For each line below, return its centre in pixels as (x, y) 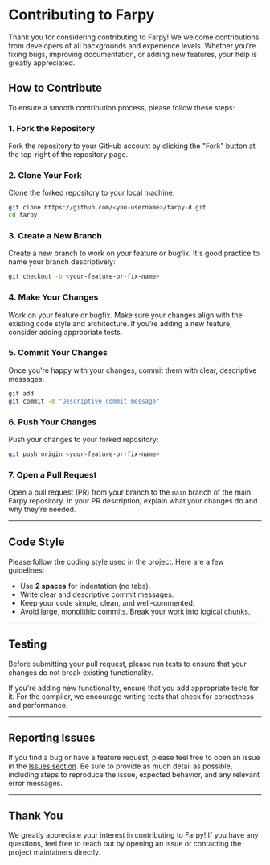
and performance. (38, 705)
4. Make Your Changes (53, 297)
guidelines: (27, 570)
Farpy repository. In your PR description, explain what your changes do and (133, 501)
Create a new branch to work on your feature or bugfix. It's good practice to (134, 253)
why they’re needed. (42, 510)
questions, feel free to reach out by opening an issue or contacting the (125, 844)
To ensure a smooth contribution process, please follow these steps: (122, 107)
